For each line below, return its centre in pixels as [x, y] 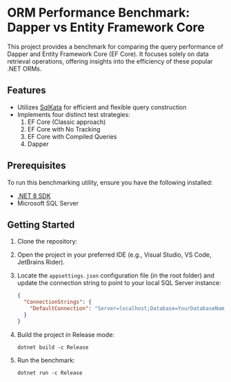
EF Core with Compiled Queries [72, 136]
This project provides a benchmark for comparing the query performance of [115, 46]
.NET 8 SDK [34, 196]
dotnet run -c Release [50, 373]
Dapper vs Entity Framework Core [106, 27]
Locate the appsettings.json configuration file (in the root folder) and [116, 275]
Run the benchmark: [46, 360]
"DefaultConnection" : [61, 309]
